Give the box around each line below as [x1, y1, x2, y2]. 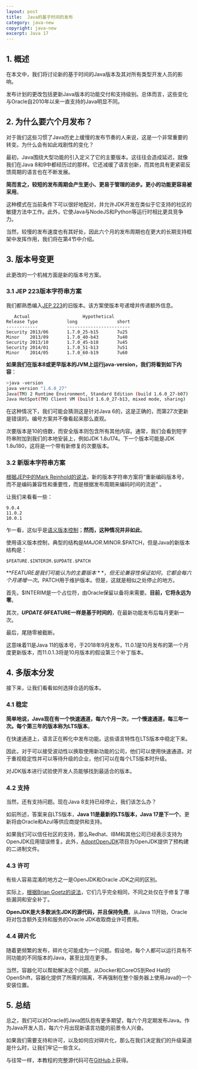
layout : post [6, 8, 38, 15]
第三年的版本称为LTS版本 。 [26, 722, 93, 729]
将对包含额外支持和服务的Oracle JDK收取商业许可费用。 [6, 916, 143, 923]
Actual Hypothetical [14, 313, 115, 319]
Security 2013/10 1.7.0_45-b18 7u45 [6, 339, 128, 345]
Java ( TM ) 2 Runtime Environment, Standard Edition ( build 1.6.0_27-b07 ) [6, 391, 189, 397]
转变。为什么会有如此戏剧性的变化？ [6, 141, 94, 148]
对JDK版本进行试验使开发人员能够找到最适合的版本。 [6, 768, 136, 775]
